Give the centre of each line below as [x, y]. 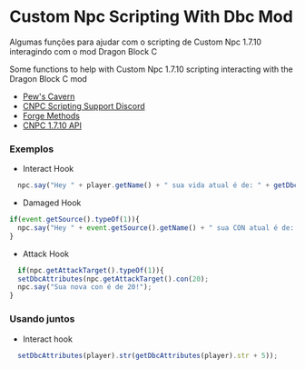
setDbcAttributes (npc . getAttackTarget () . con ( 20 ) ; [113, 279]
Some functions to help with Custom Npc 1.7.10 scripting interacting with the [151, 69]
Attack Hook [46, 254]
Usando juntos [42, 319]
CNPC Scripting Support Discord [84, 105]
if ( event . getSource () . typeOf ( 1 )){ [75, 220]
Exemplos [32, 149]
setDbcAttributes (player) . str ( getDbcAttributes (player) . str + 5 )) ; [148, 355]
